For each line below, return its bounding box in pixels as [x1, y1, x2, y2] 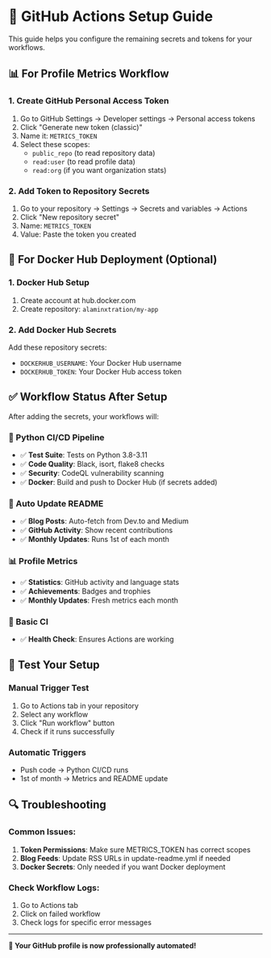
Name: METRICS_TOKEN [19, 221, 91, 230]
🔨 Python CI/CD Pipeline [8, 431, 105, 443]
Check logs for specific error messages [19, 917, 152, 927]
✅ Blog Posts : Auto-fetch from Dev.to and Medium [19, 516, 190, 526]
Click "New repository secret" [19, 212, 119, 221]
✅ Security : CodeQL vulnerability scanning [19, 468, 165, 478]
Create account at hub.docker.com [19, 295, 136, 305]
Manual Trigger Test [8, 683, 90, 694]
